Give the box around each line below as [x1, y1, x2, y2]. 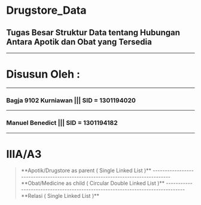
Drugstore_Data [6, 4, 87, 17]
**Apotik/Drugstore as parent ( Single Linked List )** [20, 167, 151, 174]
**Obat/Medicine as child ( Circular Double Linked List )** [20, 180, 165, 187]
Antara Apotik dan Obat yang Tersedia [6, 36, 153, 47]
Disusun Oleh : [6, 68, 81, 81]
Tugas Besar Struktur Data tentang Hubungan [6, 27, 181, 38]
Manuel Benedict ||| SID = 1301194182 [6, 119, 118, 127]
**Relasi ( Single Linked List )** [20, 192, 100, 200]
